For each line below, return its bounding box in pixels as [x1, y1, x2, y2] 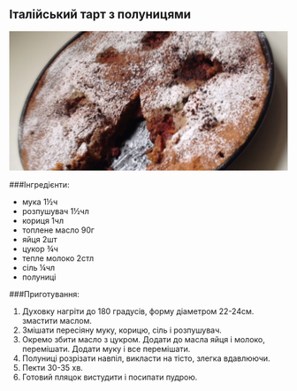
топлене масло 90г [21, 225, 95, 235]
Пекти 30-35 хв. [21, 362, 84, 372]
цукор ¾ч [21, 243, 59, 254]
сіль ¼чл [21, 262, 56, 272]
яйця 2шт [21, 234, 57, 244]
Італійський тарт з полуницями [9, 7, 192, 22]
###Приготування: [9, 288, 80, 299]
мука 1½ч [21, 196, 58, 207]
